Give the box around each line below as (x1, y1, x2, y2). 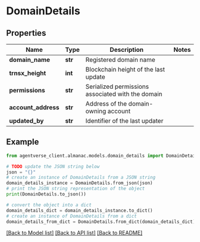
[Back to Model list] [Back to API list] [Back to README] (6, 229, 143, 237)
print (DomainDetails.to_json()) (6, 191, 86, 197)
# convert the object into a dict (6, 201, 92, 208)
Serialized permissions (85, 82, 149, 91)
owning (85, 107, 107, 115)
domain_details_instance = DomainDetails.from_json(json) (6, 180, 153, 186)
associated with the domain (85, 90, 162, 98)
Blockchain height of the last (85, 66, 165, 73)
